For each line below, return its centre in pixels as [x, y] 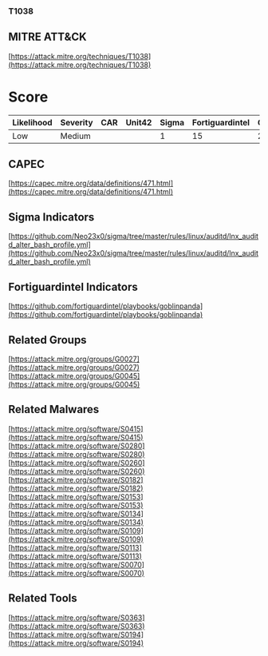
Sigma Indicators [51, 217]
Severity [77, 122]
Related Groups [47, 340]
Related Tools [43, 598]
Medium [76, 136]
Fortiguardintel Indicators [73, 286]
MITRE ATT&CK [47, 37]
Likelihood [33, 122]
